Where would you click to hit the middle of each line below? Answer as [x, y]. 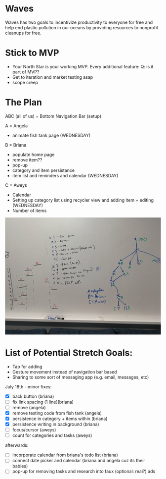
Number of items [29, 211]
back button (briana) [33, 396]
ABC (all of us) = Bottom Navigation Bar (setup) [53, 116]
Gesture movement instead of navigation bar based [64, 372]
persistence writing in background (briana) [56, 425]
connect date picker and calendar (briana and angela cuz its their [79, 461]
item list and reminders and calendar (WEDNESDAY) [65, 175]
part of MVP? [26, 72]
